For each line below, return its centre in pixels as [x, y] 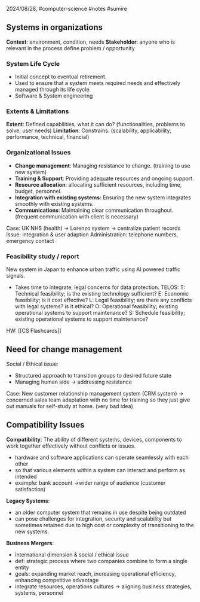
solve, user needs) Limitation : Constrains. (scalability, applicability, [89, 130]
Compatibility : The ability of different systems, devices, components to [94, 439]
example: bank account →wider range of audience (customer [90, 483]
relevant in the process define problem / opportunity [71, 48]
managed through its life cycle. [53, 90]
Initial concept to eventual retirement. [61, 77]
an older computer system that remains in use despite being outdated [100, 512]
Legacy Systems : [28, 501]
